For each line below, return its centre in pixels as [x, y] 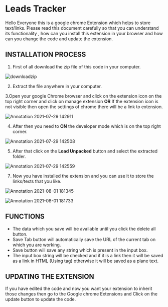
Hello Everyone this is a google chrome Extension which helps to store [78, 23]
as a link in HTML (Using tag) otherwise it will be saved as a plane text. [86, 261]
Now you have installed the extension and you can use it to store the [83, 176]
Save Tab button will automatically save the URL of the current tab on [84, 239]
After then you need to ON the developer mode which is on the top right [87, 126]
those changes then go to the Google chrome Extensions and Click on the [81, 294]
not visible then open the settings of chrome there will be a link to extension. [84, 107]
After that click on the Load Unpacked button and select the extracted [85, 151]
